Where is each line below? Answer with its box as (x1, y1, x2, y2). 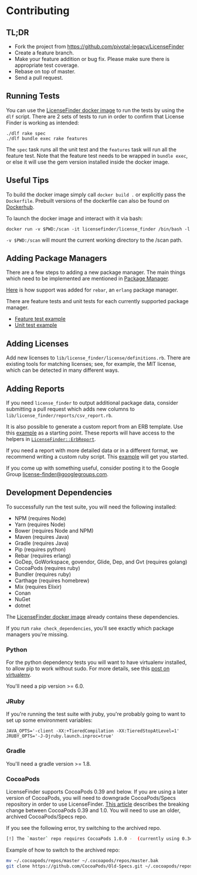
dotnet (14, 602, 31, 609)
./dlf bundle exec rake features (6, 135, 88, 141)
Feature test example (14, 316, 66, 323)
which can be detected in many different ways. (6, 367, 120, 374)
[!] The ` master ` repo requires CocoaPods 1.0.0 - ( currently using (6, 836, 180, 842)
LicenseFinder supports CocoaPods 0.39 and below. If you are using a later (6, 788, 188, 795)
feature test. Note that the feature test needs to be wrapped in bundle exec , (6, 152, 188, 159)
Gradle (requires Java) (14, 540, 69, 547)
